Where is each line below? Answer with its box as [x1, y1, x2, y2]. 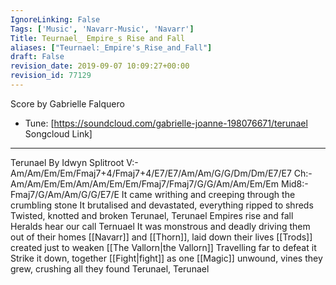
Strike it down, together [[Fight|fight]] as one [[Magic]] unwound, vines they [10, 252, 323, 264]
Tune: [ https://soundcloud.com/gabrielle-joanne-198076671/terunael [24, 117, 308, 129]
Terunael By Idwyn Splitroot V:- [10, 156, 139, 168]
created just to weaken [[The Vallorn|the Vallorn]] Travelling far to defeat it [10, 241, 317, 253]
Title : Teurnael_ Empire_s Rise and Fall [10, 33, 186, 43]
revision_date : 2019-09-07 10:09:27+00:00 [10, 61, 190, 71]
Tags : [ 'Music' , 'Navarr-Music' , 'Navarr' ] [10, 24, 195, 34]
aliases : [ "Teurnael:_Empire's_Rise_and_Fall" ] [10, 42, 213, 53]
